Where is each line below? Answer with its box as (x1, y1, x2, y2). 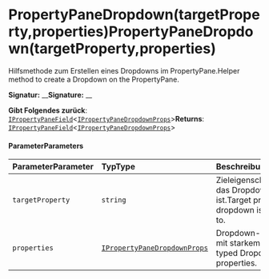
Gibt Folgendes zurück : (8, 106, 88, 115)
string (101, 196, 126, 205)
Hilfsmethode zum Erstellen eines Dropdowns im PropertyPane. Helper (8, 66, 240, 75)
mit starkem (215, 237, 261, 249)
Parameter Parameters (8, 141, 84, 150)
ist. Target (215, 194, 252, 205)
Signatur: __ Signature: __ (8, 90, 93, 99)
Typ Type (101, 161, 136, 173)
